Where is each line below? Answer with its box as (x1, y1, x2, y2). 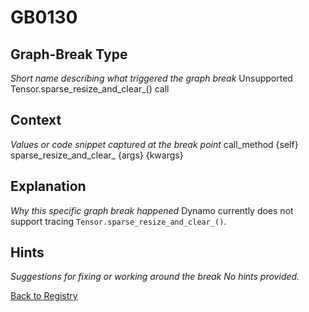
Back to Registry (10, 290, 78, 302)
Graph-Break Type (10, 46, 128, 63)
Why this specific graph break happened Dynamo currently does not (10, 204, 294, 216)
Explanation (10, 178, 87, 195)
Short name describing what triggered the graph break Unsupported (10, 72, 293, 84)
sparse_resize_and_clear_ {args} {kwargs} (10, 149, 184, 161)
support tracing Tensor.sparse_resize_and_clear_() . (10, 215, 227, 227)
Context (10, 112, 62, 129)
